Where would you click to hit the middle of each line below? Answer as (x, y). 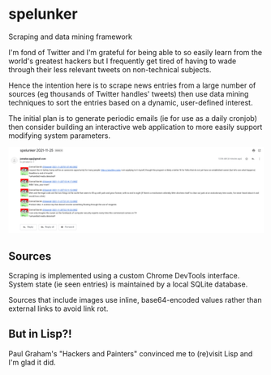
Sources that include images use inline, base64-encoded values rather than (135, 300)
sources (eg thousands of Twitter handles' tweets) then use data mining (129, 93)
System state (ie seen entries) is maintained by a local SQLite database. (128, 284)
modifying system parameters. (60, 136)
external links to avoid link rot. (58, 308)
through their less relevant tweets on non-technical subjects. (110, 69)
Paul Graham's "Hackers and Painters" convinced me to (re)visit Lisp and (131, 353)
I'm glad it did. (32, 362)
